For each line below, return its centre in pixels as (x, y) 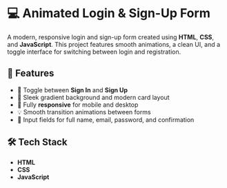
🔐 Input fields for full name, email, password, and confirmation (106, 119)
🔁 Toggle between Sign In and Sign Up (72, 90)
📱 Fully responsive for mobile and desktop (78, 105)
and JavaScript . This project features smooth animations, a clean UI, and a (114, 44)
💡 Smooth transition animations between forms (84, 112)
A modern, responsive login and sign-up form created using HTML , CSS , (111, 37)
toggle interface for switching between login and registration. (94, 52)
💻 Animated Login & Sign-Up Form (109, 13)
